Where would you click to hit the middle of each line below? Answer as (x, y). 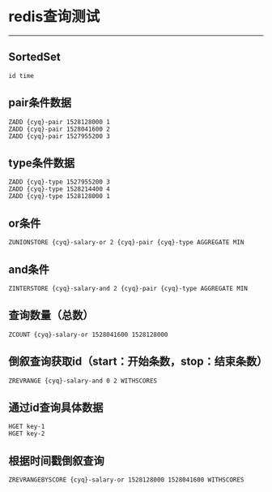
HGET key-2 (27, 434)
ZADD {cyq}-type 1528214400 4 (59, 189)
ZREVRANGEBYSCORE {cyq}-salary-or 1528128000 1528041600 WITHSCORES (126, 480)
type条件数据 (42, 163)
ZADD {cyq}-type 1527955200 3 (59, 182)
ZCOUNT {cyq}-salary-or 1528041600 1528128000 (88, 334)
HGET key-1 (27, 427)
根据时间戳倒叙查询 (56, 461)
